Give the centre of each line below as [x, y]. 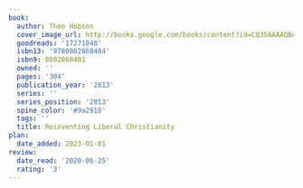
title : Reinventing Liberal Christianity [96, 127]
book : [19, 18]
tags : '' [33, 118]
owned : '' [35, 69]
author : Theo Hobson [55, 26]
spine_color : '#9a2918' [61, 110]
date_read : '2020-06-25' [63, 160]
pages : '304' [41, 77]
